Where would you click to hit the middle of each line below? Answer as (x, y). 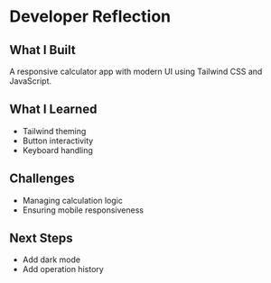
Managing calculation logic (73, 200)
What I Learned (53, 110)
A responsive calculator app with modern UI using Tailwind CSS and (136, 71)
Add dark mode (51, 260)
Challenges (42, 179)
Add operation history (63, 269)
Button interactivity (58, 141)
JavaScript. (31, 81)
